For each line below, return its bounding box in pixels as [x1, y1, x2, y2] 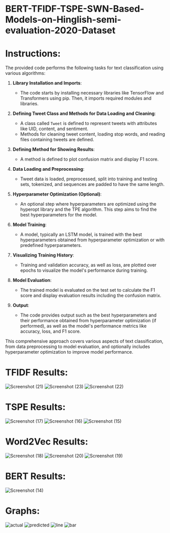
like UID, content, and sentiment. [20, 126, 89, 132]
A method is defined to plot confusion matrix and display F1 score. [20, 156, 159, 163]
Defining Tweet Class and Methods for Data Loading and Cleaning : [12, 110, 156, 117]
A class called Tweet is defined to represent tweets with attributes [20, 120, 157, 127]
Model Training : [12, 222, 47, 228]
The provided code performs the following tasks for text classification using [5, 65, 164, 71]
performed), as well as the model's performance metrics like [20, 323, 147, 329]
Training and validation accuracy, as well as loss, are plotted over [20, 262, 157, 268]
